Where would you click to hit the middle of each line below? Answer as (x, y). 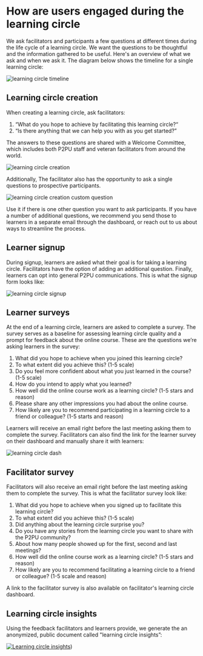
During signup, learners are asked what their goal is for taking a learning (96, 262)
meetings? (28, 550)
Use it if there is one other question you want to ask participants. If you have (101, 209)
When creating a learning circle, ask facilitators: (66, 112)
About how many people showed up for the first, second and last (96, 544)
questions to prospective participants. (54, 185)
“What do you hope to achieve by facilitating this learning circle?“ (97, 124)
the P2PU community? (43, 537)
